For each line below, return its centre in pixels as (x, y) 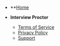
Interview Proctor (29, 17)
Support (26, 38)
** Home (19, 7)
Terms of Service (36, 27)
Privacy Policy (33, 32)
